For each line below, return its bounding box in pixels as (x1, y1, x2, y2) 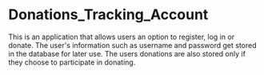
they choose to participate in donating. (8, 57, 136, 67)
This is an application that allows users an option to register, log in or (8, 32, 234, 41)
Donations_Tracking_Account (8, 6, 209, 24)
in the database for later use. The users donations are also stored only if (8, 49, 246, 58)
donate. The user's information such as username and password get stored (8, 40, 258, 49)
